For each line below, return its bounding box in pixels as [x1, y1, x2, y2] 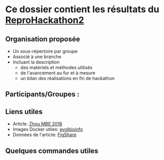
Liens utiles [5, 107, 43, 116]
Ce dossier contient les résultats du [5, 4, 159, 15]
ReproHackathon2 [5, 14, 84, 26]
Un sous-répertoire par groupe [12, 48, 78, 54]
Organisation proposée [5, 35, 80, 43]
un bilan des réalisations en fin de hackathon [20, 75, 115, 81]
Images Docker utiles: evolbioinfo [12, 126, 83, 132]
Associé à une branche [12, 54, 61, 60]
